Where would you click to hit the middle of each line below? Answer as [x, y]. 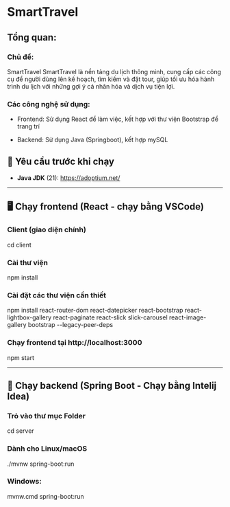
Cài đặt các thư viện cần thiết [57, 295]
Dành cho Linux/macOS [47, 449]
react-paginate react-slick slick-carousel [110, 317]
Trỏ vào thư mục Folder [47, 416]
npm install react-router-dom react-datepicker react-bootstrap [95, 311]
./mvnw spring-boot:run [41, 464]
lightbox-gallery [29, 317]
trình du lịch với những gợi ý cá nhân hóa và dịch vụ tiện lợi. [91, 86]
